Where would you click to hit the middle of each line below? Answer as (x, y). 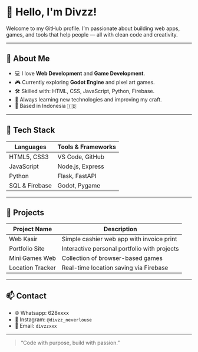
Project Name (32, 229)
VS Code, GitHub (81, 157)
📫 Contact (27, 296)
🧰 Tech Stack (31, 130)
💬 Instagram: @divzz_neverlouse (53, 320)
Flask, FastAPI (77, 176)
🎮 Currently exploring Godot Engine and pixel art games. (85, 82)
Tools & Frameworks (87, 147)
